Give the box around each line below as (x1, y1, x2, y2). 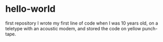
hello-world (5, 3, 56, 15)
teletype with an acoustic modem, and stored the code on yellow (5, 25, 142, 31)
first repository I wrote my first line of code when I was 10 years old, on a (5, 20, 158, 26)
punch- (142, 25, 158, 31)
